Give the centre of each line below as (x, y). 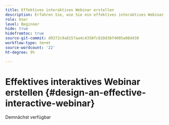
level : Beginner (22, 24)
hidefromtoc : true (25, 33)
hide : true (17, 29)
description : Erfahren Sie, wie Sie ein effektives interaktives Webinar (85, 15)
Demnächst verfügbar (28, 117)
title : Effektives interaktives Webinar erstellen (60, 10)
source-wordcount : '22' (30, 48)
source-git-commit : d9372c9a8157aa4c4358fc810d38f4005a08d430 (72, 38)
